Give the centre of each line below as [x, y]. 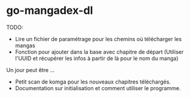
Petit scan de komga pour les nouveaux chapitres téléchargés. [93, 82]
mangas [25, 45]
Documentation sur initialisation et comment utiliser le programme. [98, 88]
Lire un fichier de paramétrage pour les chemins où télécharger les [98, 39]
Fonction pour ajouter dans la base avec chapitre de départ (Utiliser [99, 51]
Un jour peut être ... [31, 70]
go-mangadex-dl [50, 11]
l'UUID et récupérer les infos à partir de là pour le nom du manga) [97, 58]
